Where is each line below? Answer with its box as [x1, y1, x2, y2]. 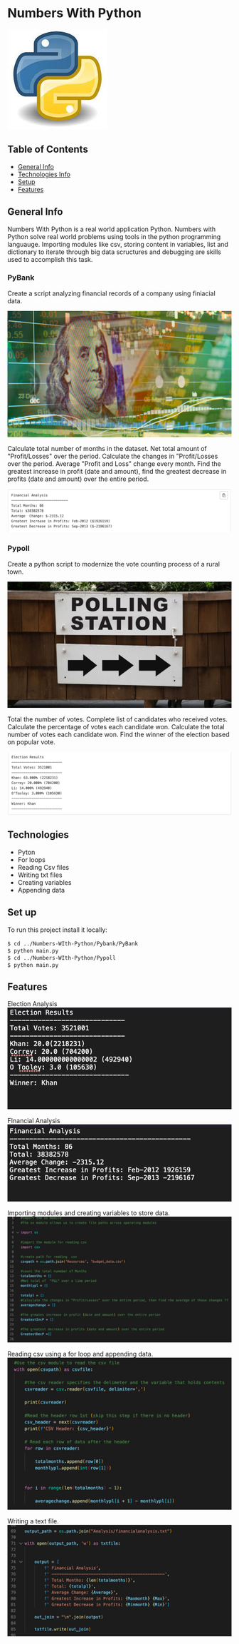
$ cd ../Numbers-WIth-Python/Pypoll [7, 954, 116, 961]
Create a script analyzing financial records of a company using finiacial [7, 289, 216, 298]
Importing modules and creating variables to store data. [7, 1208, 171, 1217]
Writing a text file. [7, 1516, 59, 1525]
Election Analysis [7, 1000, 58, 1008]
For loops [17, 855, 46, 864]
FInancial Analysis [7, 1117, 60, 1125]
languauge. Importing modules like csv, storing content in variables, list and [7, 240, 229, 248]
